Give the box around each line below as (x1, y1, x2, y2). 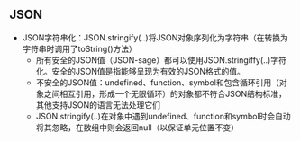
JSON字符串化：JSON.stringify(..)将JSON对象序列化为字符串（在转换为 (22, 31, 288, 43)
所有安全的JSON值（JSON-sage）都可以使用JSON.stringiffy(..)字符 (35, 54, 286, 66)
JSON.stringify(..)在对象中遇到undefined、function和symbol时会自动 (35, 110, 291, 121)
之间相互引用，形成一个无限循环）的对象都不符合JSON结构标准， (43, 88, 286, 99)
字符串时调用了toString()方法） (22, 43, 138, 54)
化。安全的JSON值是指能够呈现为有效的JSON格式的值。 (35, 66, 246, 76)
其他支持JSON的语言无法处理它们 (35, 99, 160, 110)
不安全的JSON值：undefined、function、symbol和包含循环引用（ (35, 76, 279, 88)
